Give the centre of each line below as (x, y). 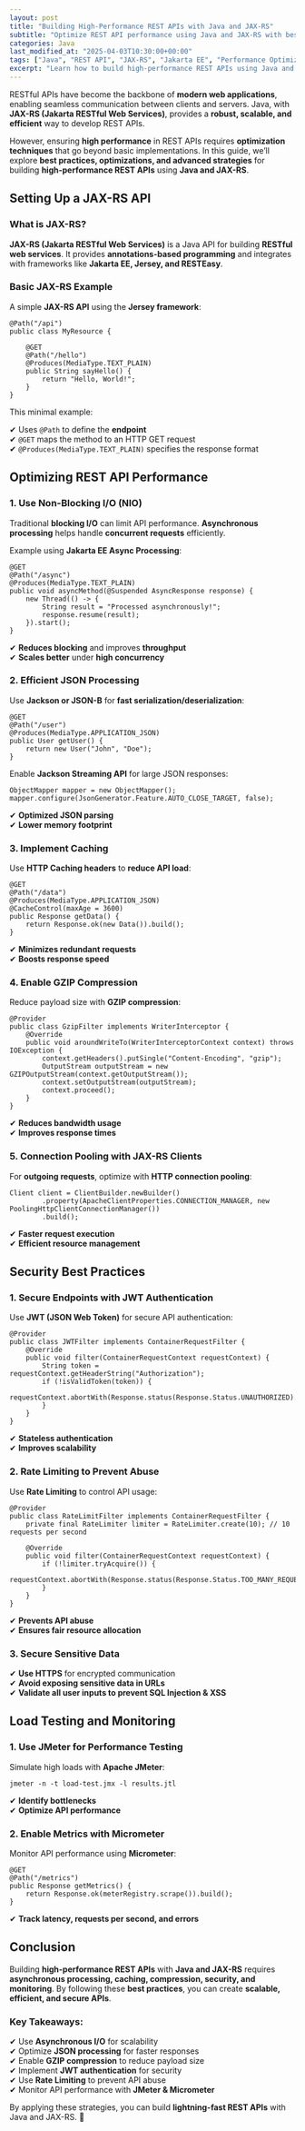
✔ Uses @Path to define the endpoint (78, 429)
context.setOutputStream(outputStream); (119, 1082)
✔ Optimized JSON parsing (62, 815)
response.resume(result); (91, 614)
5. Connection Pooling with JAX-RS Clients (106, 1157)
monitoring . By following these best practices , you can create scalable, (145, 1988)
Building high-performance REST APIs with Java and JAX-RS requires (143, 1969)
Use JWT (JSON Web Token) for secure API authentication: (121, 1318)
